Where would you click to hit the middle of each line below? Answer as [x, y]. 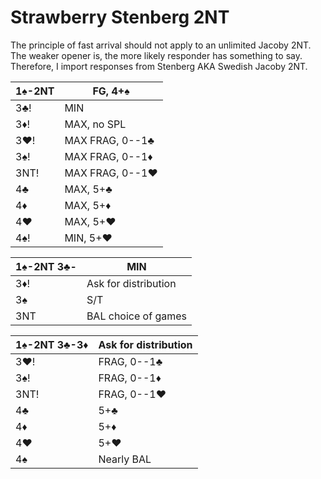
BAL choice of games [136, 316]
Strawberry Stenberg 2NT [120, 17]
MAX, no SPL [95, 124]
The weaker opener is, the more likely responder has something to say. [156, 55]
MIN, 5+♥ [88, 238]
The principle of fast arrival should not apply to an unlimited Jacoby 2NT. [161, 45]
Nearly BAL [125, 459]
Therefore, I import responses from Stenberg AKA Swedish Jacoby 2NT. [159, 66]
